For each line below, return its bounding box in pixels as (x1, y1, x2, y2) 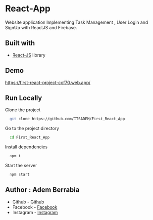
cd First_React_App (9, 135, 50, 140)
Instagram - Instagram (12, 209, 58, 215)
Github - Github (12, 199, 45, 205)
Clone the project (5, 107, 41, 113)
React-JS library (12, 52, 46, 58)
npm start (9, 172, 30, 177)
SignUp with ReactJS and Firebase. (5, 24, 77, 30)
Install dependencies (5, 144, 48, 150)
